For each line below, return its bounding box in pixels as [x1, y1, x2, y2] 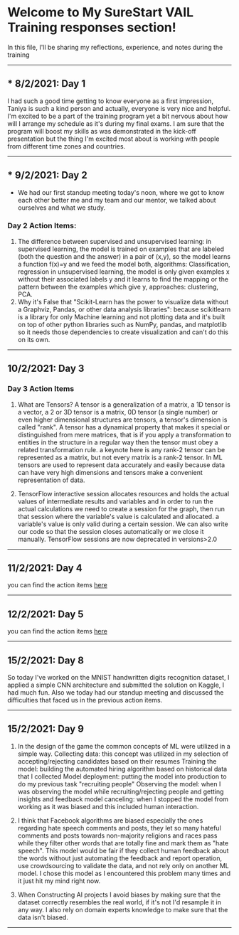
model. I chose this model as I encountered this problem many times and [17, 869, 231, 877]
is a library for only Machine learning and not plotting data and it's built [17, 312, 225, 321]
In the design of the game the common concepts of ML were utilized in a [17, 742, 231, 750]
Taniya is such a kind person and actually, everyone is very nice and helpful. [7, 104, 231, 112]
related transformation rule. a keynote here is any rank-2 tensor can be [17, 445, 225, 454]
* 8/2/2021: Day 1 [7, 78, 86, 90]
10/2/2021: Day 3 [7, 363, 85, 375]
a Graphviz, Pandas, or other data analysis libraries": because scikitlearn [17, 305, 231, 314]
